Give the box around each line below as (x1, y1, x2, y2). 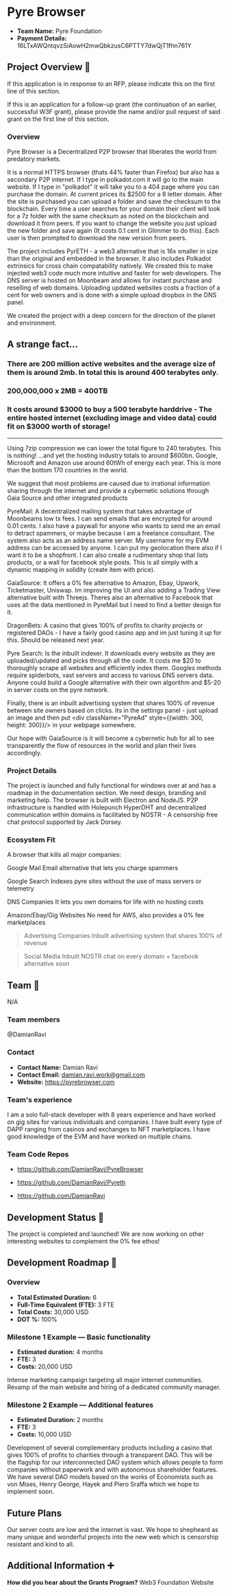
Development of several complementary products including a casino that (7, 1443, 212, 1452)
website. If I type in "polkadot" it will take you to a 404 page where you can (7, 183, 220, 191)
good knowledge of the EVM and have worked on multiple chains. (7, 1132, 193, 1141)
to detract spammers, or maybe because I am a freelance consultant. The (7, 529, 215, 537)
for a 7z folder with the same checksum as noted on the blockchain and (7, 212, 209, 220)
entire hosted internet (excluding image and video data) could (7, 413, 217, 423)
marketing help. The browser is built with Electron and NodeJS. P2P (7, 796, 199, 804)
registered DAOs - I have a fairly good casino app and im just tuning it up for (7, 628, 222, 637)
